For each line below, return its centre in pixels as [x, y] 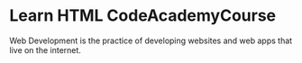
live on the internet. [45, 49]
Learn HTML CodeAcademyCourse [143, 16]
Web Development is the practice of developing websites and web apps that [151, 40]
